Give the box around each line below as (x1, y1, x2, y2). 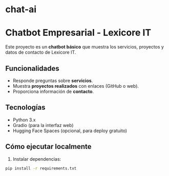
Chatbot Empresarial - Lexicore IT (5, 27, 152, 39)
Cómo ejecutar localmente (5, 142, 92, 151)
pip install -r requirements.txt (5, 166, 77, 171)
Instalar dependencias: (12, 156, 61, 162)
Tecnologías (5, 103, 46, 112)
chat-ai (5, 4, 37, 15)
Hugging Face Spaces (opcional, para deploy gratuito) (12, 128, 127, 134)
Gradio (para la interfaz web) (12, 122, 74, 128)
